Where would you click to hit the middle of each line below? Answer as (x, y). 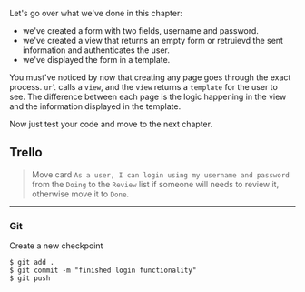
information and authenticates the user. (96, 50)
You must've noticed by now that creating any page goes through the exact (150, 77)
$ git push (30, 278)
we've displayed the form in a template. (96, 60)
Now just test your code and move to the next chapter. (111, 124)
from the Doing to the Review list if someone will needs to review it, (155, 184)
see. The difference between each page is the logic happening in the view (148, 96)
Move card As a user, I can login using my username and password (161, 174)
